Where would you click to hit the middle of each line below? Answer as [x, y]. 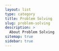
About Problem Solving [32, 32]
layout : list [18, 9]
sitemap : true [19, 37]
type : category [20, 14]
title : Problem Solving [29, 18]
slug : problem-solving [28, 23]
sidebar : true [19, 41]
